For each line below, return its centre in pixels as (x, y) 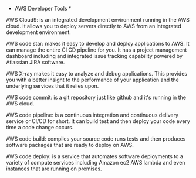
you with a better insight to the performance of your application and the (92, 80)
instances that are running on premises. (54, 169)
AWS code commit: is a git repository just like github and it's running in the (96, 97)
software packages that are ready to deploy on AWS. (70, 145)
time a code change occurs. (40, 127)
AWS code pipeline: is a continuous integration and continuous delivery (92, 115)
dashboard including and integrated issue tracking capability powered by (94, 56)
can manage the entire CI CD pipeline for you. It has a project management (97, 50)
